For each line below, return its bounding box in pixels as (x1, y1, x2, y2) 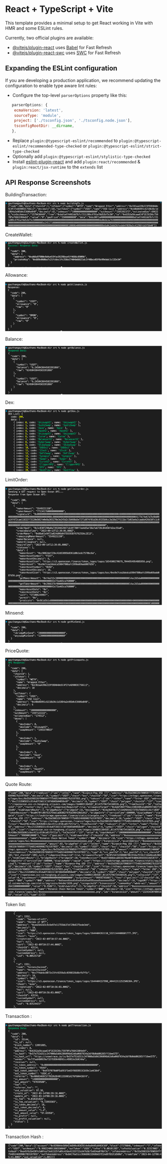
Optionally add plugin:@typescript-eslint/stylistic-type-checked (12, 154, 151, 159)
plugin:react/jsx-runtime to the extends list (12, 164, 103, 170)
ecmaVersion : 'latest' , (14, 108, 64, 113)
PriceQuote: (5, 648, 30, 654)
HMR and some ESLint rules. (5, 25, 64, 31)
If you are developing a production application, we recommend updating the (5, 77, 161, 83)
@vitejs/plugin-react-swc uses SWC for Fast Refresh (12, 50, 121, 56)
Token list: (5, 901, 26, 907)
